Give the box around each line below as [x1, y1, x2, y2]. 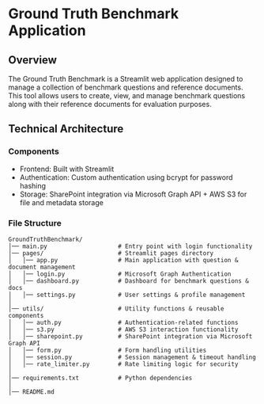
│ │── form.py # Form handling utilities [8, 346, 207, 354]
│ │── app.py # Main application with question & [8, 256, 239, 264]
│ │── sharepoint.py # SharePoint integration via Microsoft [8, 332, 253, 341]
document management [8, 263, 77, 271]
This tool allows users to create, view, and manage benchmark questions [8, 91, 246, 100]
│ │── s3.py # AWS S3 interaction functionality [8, 326, 239, 333]
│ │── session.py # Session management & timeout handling [8, 353, 257, 361]
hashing [19, 181, 46, 190]
